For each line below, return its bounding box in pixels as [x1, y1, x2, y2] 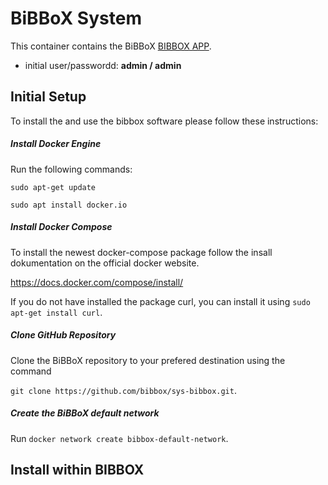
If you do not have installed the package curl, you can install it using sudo [10, 295, 311, 307]
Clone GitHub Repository [10, 329, 117, 341]
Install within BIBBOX [10, 462, 145, 479]
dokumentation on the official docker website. [10, 257, 200, 269]
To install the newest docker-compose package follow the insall [10, 246, 273, 258]
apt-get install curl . [10, 306, 103, 318]
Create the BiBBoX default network [10, 407, 160, 419]
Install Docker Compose [10, 221, 113, 233]
